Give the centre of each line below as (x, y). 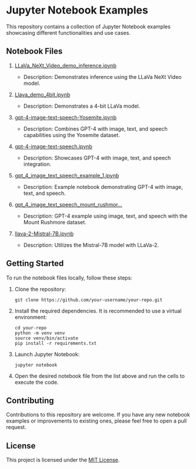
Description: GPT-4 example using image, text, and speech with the (105, 216)
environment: (31, 317)
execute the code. (36, 382)
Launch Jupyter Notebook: (47, 354)
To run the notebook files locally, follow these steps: (69, 278)
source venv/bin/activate (46, 338)
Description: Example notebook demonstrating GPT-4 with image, (103, 187)
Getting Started (35, 263)
